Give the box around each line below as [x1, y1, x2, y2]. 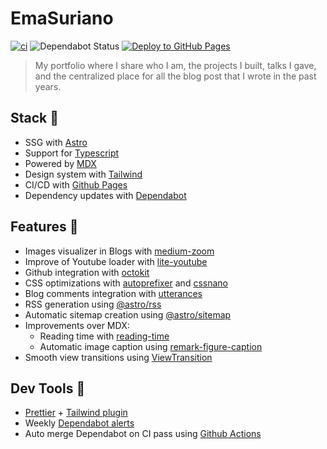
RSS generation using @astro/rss [24, 298, 162, 310]
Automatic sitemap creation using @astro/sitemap [24, 308, 232, 321]
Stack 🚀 [10, 110, 60, 127]
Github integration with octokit [24, 266, 150, 278]
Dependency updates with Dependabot [24, 189, 187, 201]
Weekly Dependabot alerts [24, 417, 135, 429]
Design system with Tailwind [24, 168, 143, 180]
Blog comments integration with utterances [24, 287, 203, 299]
